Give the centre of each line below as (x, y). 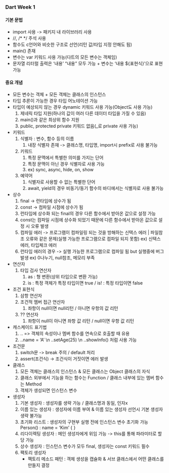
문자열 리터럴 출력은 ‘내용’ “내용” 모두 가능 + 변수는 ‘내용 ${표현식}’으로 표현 (88, 64)
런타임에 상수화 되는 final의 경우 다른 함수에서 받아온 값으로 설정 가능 (88, 214)
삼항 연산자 (31, 296)
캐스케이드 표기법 (30, 327)
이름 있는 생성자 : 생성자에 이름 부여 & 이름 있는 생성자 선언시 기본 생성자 (92, 409)
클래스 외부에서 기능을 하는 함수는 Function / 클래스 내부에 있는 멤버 (87, 378)
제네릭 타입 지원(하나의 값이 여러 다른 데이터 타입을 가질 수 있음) (83, 113)
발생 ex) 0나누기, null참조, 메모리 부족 (57, 258)
